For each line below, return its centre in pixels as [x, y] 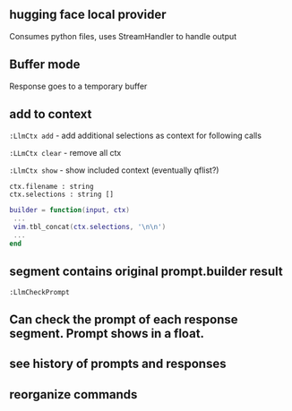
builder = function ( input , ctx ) [69, 210]
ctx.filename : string [52, 187]
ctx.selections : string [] [62, 195]
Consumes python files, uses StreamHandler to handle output [123, 36]
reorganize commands [73, 394]
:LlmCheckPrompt [39, 292]
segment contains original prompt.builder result [146, 272]
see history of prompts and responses [118, 364]
